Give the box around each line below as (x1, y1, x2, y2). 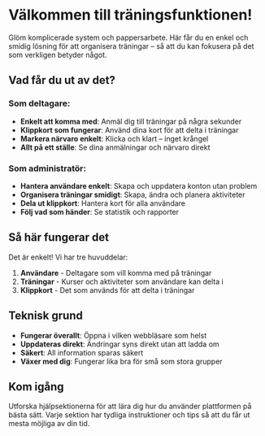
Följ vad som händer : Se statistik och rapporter (20, 207, 180, 216)
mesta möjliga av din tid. (8, 419, 90, 429)
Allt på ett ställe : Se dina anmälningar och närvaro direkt (20, 142, 211, 152)
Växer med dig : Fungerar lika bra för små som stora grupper (20, 356, 223, 366)
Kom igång (8, 380, 64, 394)
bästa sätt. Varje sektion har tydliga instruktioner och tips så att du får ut (8, 410, 250, 420)
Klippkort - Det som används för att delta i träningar (20, 285, 195, 294)
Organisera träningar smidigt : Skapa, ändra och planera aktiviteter (20, 190, 245, 199)
